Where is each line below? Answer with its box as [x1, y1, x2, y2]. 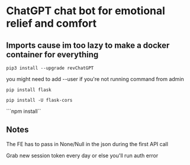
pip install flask [6, 87, 51, 93]
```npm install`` [6, 108, 41, 115]
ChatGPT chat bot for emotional [6, 4, 166, 18]
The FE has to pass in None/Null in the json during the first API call [6, 140, 169, 147]
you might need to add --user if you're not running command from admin [6, 76, 185, 82]
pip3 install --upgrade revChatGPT [6, 65, 94, 71]
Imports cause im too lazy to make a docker [6, 40, 170, 50]
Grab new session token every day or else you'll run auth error [6, 152, 159, 159]
